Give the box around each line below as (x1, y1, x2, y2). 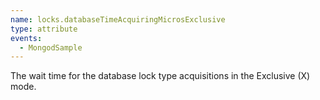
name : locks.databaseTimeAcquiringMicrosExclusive (10, 14, 226, 25)
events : (10, 33, 43, 43)
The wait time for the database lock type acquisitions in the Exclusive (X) (10, 70, 311, 82)
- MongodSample (19, 42, 83, 53)
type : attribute (10, 24, 78, 34)
